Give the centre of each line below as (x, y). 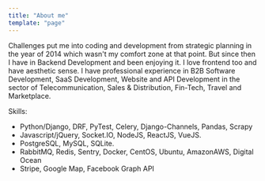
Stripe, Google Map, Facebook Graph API (87, 168)
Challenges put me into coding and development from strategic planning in (130, 45)
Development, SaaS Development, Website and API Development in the (124, 79)
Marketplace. (30, 96)
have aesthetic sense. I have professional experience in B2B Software (122, 70)
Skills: (18, 111)
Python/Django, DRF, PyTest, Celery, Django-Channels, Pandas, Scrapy (136, 126)
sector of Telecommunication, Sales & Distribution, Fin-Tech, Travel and (125, 87)
